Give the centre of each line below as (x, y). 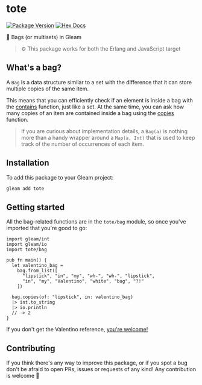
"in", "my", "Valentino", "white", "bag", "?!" (83, 281)
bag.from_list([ (38, 271)
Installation (28, 163)
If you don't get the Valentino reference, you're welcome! (77, 330)
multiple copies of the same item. (48, 89)
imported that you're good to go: (47, 228)
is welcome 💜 (23, 376)
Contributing (31, 348)
